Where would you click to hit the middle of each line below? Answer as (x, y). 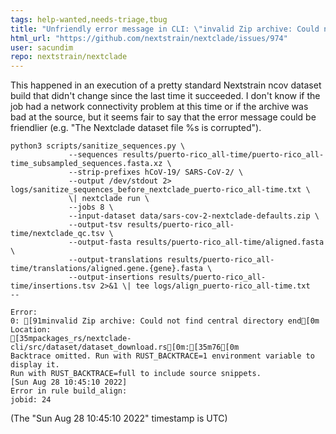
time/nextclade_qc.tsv (57, 234)
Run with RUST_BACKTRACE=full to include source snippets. (136, 374)
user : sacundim (42, 47)
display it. (35, 365)
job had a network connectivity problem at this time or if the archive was (159, 107)
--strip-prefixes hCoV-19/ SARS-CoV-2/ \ (156, 172)
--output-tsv (95, 225)
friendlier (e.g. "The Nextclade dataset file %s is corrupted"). (136, 128)
